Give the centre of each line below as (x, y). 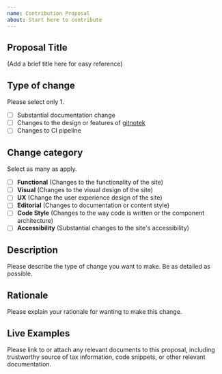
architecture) (35, 221)
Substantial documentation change (66, 115)
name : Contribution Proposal (48, 13)
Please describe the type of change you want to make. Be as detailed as (109, 267)
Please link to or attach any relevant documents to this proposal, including (111, 349)
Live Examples (39, 333)
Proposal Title (37, 48)
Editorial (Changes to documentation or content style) (93, 205)
